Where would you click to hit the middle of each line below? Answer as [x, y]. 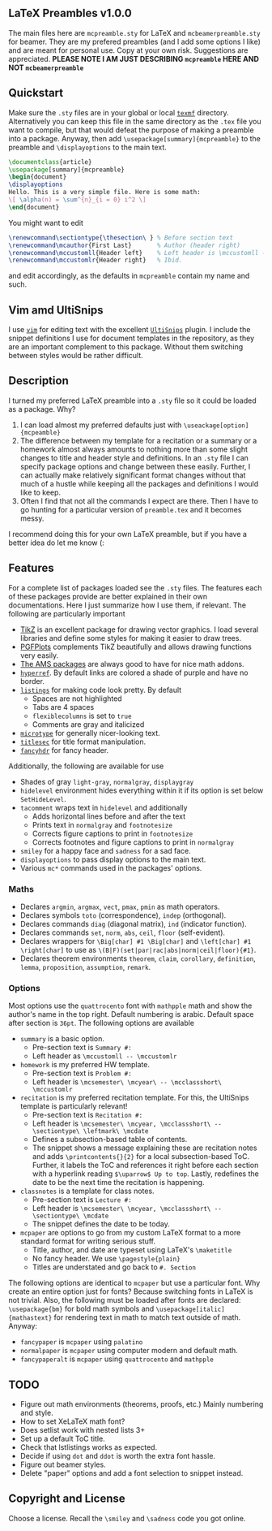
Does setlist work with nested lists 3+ [83, 1430]
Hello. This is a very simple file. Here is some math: [104, 192]
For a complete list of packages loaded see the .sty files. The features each [135, 587]
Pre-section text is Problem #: [82, 1073]
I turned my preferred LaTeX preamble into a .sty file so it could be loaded [132, 400]
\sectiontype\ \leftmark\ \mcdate [90, 1131]
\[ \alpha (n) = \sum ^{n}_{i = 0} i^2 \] [78, 200]
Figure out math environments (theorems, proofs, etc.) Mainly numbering [142, 1404]
